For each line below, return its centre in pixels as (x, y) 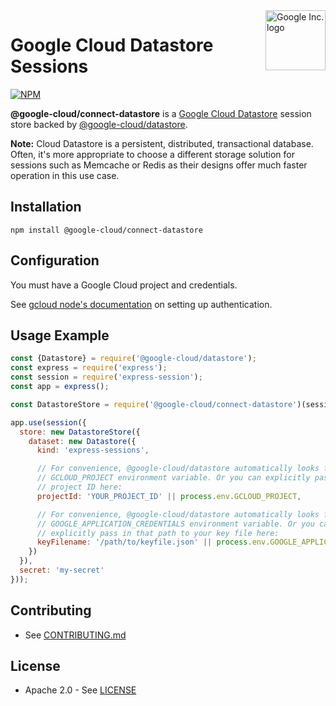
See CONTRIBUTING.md (75, 635)
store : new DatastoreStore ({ (80, 432)
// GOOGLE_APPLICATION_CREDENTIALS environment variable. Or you (175, 524)
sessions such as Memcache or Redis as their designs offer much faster (159, 165)
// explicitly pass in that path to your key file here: (158, 533)
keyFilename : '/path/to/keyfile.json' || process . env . (153, 542)
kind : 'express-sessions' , (93, 450)
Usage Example (60, 335)
